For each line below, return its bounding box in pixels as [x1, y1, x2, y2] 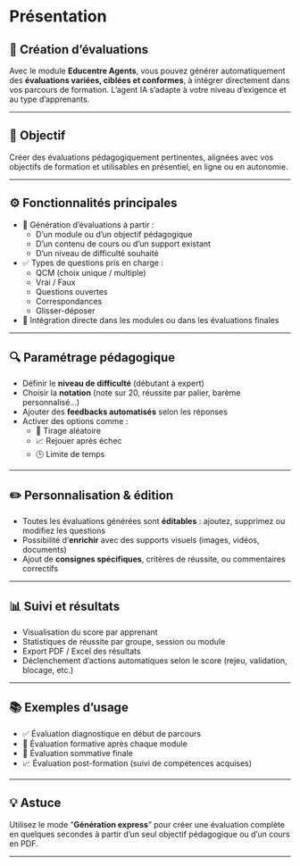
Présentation [9, 6, 107, 27]
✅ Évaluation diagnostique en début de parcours [21, 728, 202, 738]
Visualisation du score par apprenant [21, 627, 158, 637]
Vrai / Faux [35, 277, 76, 287]
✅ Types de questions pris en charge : [21, 257, 163, 268]
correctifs [21, 563, 59, 574]
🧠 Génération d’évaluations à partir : [21, 219, 154, 229]
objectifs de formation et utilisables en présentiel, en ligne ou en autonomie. [9, 161, 288, 171]
